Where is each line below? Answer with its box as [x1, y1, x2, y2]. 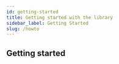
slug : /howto [6, 25, 40, 32]
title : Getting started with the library [6, 14, 114, 21]
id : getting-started [6, 8, 59, 15]
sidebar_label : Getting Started [6, 20, 88, 26]
